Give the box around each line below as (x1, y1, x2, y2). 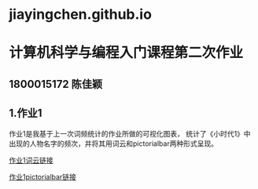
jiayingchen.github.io (9, 5, 153, 24)
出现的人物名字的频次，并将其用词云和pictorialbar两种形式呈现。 (9, 139, 219, 148)
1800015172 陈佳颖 (9, 77, 103, 91)
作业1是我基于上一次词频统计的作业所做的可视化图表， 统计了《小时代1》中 (9, 129, 251, 138)
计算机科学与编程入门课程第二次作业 (9, 44, 244, 62)
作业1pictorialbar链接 (9, 172, 77, 181)
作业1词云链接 (9, 155, 53, 165)
